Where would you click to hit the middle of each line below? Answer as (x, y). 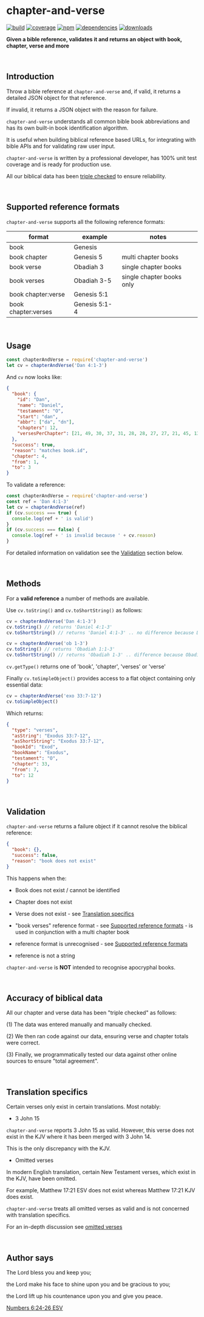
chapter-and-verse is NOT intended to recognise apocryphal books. (91, 967)
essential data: (25, 685)
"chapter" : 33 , (31, 764)
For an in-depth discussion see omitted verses (64, 1227)
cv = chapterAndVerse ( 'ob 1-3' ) (47, 644)
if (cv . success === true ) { (42, 513)
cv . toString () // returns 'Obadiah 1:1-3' (61, 649)
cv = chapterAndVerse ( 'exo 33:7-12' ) (54, 696)
